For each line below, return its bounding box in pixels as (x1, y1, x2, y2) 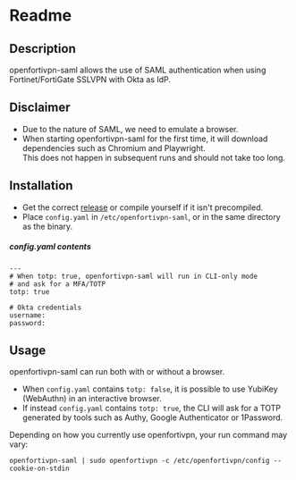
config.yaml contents (9, 241, 91, 252)
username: (9, 310, 47, 320)
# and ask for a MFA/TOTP (9, 279, 106, 289)
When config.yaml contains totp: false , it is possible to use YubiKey (21, 383, 278, 394)
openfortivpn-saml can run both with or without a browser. (9, 366, 225, 377)
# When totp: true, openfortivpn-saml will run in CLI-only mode (9, 272, 258, 281)
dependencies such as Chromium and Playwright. (21, 142, 206, 153)
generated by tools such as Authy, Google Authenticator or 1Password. (21, 412, 283, 423)
